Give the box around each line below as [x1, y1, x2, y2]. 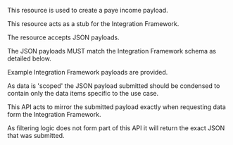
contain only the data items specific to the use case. [7, 89, 159, 97]
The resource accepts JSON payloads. [7, 33, 120, 42]
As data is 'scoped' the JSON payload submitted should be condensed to [7, 82, 220, 90]
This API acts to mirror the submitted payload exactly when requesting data [7, 103, 227, 111]
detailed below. [7, 54, 51, 63]
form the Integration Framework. [7, 111, 101, 118]
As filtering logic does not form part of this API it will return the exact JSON [7, 124, 225, 132]
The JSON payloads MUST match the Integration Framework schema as [7, 47, 217, 55]
